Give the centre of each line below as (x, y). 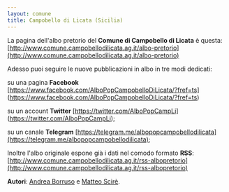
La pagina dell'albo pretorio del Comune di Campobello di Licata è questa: (115, 40)
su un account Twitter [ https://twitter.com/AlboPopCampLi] (93, 111)
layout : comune (29, 14)
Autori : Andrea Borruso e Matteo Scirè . (64, 181)
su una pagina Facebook (43, 82)
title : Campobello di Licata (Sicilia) (65, 20)
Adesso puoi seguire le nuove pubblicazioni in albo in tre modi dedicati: (110, 69)
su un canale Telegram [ (43, 132)
